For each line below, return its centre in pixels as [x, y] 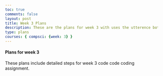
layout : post [18, 19]
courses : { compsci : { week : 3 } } [39, 37]
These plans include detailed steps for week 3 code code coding [70, 63]
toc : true [15, 9]
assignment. [17, 68]
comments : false [21, 14]
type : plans [17, 32]
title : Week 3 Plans [26, 23]
